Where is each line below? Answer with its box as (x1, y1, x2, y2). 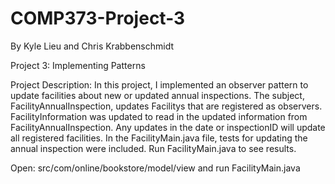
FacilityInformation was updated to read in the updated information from (10, 110, 308, 122)
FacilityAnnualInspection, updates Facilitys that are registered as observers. (10, 100, 323, 112)
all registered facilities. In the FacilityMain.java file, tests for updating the (10, 132, 308, 144)
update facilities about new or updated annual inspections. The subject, (10, 89, 305, 101)
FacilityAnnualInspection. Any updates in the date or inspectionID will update (10, 121, 326, 133)
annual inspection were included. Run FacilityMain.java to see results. (10, 142, 297, 154)
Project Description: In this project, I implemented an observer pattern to (10, 78, 309, 91)
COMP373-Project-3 (10, 7, 186, 30)
